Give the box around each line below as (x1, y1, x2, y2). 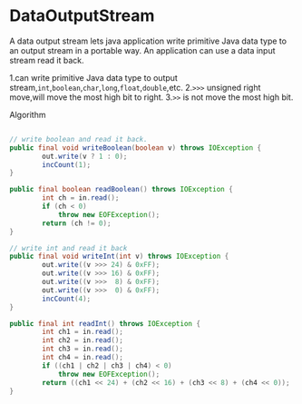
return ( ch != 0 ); (42, 219, 112, 228)
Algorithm (9, 109, 46, 120)
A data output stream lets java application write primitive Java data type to (9, 35, 287, 46)
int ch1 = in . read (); (42, 328, 124, 337)
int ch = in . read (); (42, 193, 120, 202)
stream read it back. (9, 54, 84, 65)
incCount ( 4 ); (42, 294, 92, 303)
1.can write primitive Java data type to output (9, 72, 179, 83)
